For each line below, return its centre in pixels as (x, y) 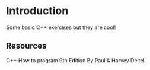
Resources (26, 46)
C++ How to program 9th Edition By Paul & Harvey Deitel (75, 60)
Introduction (37, 11)
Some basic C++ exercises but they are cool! (61, 27)
